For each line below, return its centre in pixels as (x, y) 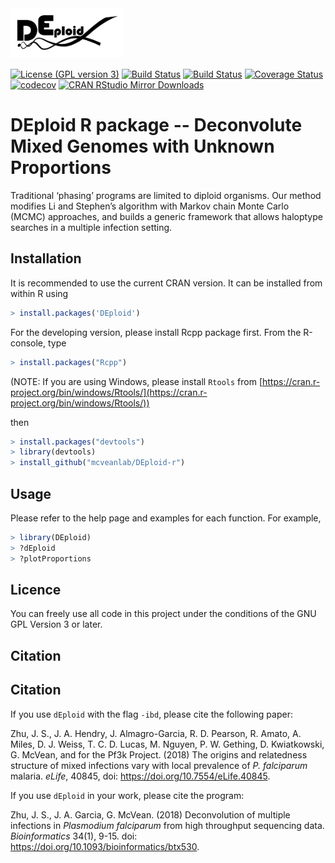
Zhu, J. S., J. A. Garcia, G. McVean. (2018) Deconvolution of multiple (150, 814)
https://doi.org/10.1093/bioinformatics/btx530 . (105, 846)
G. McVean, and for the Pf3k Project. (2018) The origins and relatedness (159, 754)
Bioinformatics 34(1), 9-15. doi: (74, 836)
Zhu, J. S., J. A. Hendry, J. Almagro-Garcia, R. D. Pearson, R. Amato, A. (156, 733)
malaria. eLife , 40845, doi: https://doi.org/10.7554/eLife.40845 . (140, 776)
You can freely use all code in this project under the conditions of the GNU (163, 614)
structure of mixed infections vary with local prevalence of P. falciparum (159, 765)
